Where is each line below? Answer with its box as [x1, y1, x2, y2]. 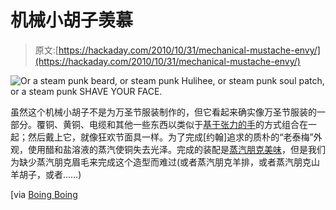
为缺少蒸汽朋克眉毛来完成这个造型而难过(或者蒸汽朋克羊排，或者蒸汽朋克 [10, 156, 312, 168]
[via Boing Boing [10, 188, 78, 200]
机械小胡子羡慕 [10, 9, 134, 32]
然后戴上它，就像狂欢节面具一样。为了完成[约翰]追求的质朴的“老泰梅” [27, 131, 314, 143]
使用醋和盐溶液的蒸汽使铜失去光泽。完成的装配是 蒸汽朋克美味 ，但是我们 [27, 143, 326, 155]
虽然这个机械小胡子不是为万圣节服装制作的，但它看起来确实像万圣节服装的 [10, 106, 317, 118]
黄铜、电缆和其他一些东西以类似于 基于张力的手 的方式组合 [62, 118, 300, 130]
